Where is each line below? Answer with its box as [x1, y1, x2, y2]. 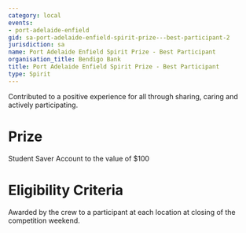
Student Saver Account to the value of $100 [8, 153, 150, 163]
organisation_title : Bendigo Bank [8, 56, 122, 64]
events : [8, 19, 34, 27]
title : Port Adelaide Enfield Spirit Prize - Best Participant [8, 63, 220, 71]
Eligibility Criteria [8, 181, 124, 199]
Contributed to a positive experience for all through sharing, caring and [8, 91, 238, 101]
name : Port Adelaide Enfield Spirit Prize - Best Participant [8, 48, 216, 56]
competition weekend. [8, 216, 80, 225]
